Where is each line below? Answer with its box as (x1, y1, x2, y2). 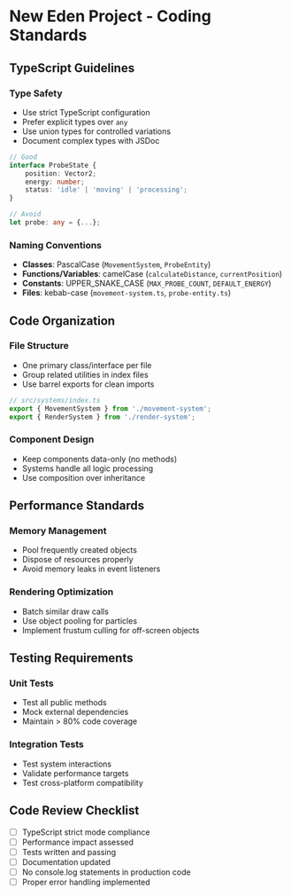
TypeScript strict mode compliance (21, 827, 150, 837)
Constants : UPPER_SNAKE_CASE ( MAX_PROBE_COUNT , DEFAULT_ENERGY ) (21, 278, 272, 289)
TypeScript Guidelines (9, 60, 135, 75)
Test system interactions (21, 758, 112, 769)
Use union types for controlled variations (21, 126, 171, 137)
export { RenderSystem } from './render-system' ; (9, 413, 196, 421)
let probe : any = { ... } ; (9, 218, 101, 227)
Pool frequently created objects (21, 545, 137, 555)
